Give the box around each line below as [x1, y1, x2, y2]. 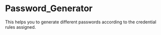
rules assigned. [5, 24, 36, 30]
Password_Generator [5, 3, 93, 14]
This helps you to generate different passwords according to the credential [5, 19, 157, 25]
